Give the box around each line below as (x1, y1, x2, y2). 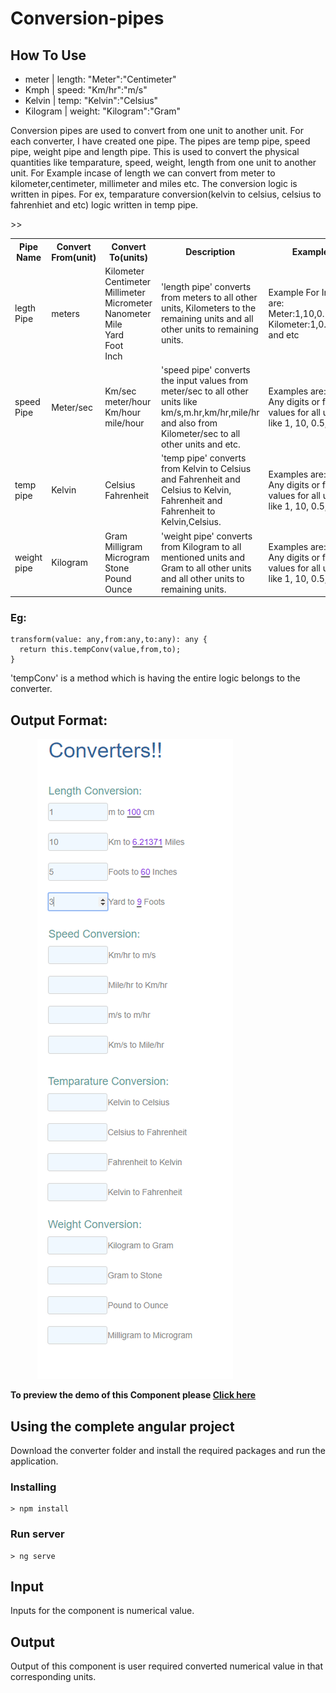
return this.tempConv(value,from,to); (19, 645, 182, 655)
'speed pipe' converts (160, 364, 251, 376)
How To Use (10, 47, 87, 64)
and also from (160, 417, 218, 429)
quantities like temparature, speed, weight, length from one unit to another (10, 157, 317, 168)
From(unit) (51, 251, 97, 263)
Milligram (104, 540, 143, 552)
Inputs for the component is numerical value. (10, 1605, 195, 1617)
